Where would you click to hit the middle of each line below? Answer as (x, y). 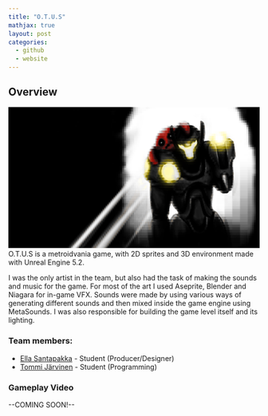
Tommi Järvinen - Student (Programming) (89, 367)
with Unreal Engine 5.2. (47, 262)
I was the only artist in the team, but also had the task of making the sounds (133, 278)
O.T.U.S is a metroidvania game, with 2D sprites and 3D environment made (131, 254)
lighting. (22, 320)
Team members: (41, 341)
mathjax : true (32, 25)
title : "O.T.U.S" (37, 17)
